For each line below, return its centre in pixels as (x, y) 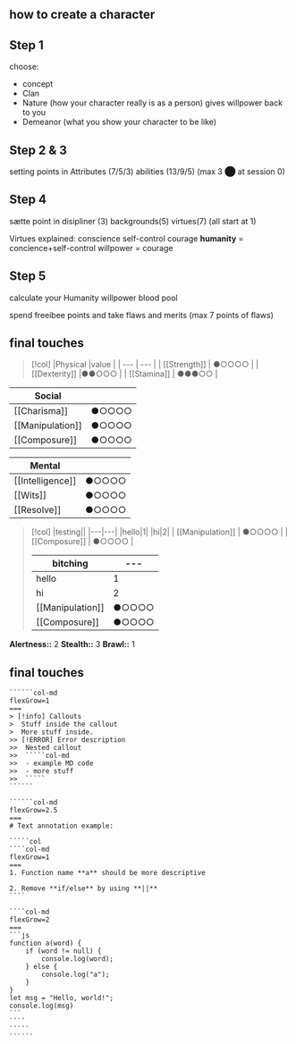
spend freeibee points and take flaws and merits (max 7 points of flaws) (142, 315)
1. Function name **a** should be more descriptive (107, 873)
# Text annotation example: (62, 826)
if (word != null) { (63, 951)
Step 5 (28, 276)
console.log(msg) (42, 1006)
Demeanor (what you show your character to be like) (119, 122)
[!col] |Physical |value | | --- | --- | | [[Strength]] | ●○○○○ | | (145, 365)
